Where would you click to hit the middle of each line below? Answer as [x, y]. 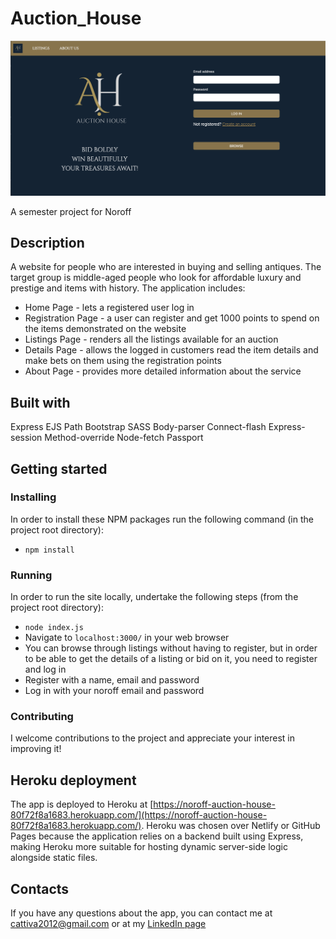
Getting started [59, 468]
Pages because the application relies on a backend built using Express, [157, 836]
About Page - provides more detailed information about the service [163, 371]
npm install [49, 550]
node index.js [54, 628]
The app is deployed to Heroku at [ [82, 804]
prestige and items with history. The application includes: [128, 288]
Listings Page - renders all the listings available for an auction [151, 339]
